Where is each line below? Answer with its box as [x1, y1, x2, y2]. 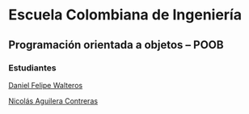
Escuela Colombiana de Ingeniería [8, 6, 243, 24]
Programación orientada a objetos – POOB [8, 38, 224, 52]
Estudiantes [8, 62, 57, 74]
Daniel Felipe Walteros [8, 80, 83, 90]
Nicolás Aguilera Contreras [8, 95, 99, 106]
